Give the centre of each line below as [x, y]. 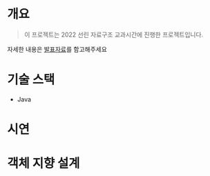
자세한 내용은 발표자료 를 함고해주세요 [57, 49]
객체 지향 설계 [44, 164]
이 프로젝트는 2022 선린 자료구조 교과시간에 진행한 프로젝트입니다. [114, 35]
